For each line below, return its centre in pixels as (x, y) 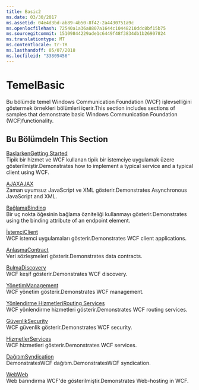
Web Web (17, 375)
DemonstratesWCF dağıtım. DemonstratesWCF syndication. (78, 363)
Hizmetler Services (29, 339)
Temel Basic (36, 85)
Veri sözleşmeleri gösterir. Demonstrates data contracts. (74, 256)
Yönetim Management (32, 286)
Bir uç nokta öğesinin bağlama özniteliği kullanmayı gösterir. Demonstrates (97, 214)
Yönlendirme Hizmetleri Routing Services (56, 303)
